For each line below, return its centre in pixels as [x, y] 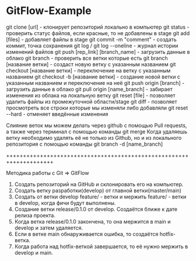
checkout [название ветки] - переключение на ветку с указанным [88, 70]
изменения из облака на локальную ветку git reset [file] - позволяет [91, 95]
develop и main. [34, 252]
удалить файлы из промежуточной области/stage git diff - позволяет [92, 101]
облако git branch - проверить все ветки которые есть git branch [87, 58]
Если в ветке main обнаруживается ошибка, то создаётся [86, 234]
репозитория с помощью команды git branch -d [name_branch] [85, 144]
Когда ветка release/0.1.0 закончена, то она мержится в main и [92, 221]
